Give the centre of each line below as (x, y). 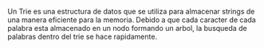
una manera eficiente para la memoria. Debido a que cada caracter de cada (132, 20)
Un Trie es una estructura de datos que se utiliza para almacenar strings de (131, 11)
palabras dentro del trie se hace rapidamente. (82, 36)
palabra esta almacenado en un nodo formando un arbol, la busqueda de (128, 28)
